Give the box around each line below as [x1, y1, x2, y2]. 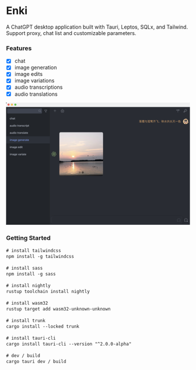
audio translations [14, 90, 58, 97]
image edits [14, 71, 43, 78]
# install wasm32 [6, 301, 48, 306]
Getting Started [6, 233, 51, 242]
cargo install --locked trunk [6, 324, 80, 330]
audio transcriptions [14, 83, 63, 91]
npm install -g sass [6, 271, 57, 277]
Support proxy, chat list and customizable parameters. [6, 29, 136, 36]
